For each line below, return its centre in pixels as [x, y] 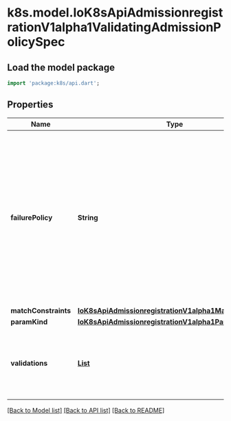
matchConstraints [41, 310]
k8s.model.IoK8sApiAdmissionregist [115, 13]
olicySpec [36, 42]
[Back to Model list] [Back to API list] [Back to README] [86, 410]
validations [29, 363]
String [88, 217]
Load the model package [61, 67]
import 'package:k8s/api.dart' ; [53, 83]
